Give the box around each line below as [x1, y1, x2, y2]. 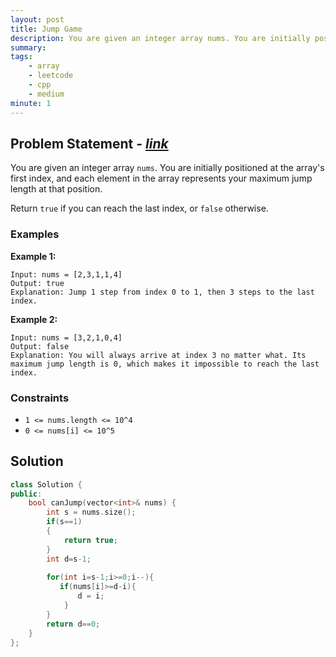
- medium [28, 89, 65, 99]
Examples [10, 227, 60, 241]
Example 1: [10, 250, 57, 262]
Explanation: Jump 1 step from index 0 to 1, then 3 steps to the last [10, 287, 315, 297]
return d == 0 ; [46, 619, 101, 629]
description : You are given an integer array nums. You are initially [10, 33, 311, 43]
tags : [10, 52, 33, 62]
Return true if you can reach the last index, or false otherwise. [10, 202, 269, 215]
